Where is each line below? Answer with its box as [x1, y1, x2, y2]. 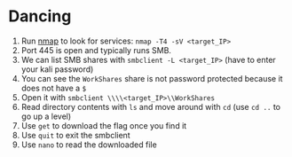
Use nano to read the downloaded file [20, 139, 157, 150]
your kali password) [20, 64, 94, 75]
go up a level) [20, 111, 72, 122]
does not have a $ [20, 82, 87, 93]
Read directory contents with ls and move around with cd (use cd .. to [20, 101, 281, 112]
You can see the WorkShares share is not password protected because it [20, 73, 283, 83]
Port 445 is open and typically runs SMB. [20, 44, 172, 55]
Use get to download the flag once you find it [20, 120, 187, 130]
